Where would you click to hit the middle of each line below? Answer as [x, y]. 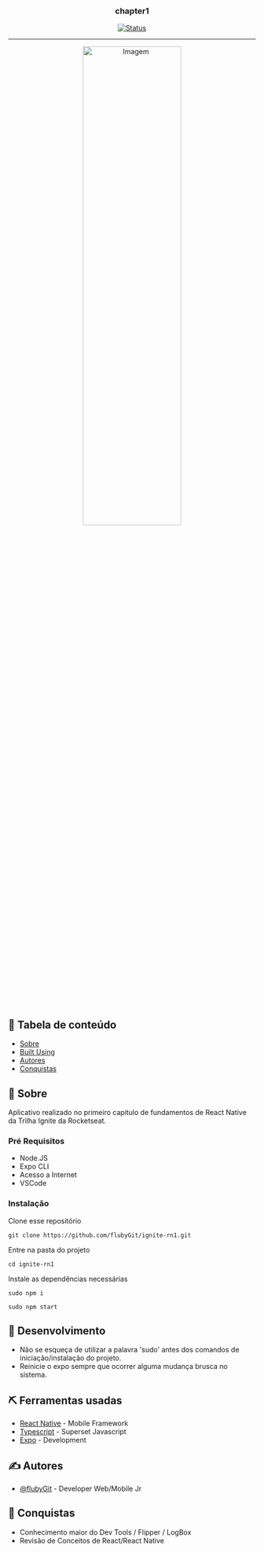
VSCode [33, 1183]
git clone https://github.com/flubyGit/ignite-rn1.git [100, 1235]
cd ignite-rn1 [31, 1264]
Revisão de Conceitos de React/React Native [92, 1540]
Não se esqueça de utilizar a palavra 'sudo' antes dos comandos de [129, 1350]
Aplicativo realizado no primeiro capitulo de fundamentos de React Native [128, 1112]
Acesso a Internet [48, 1175]
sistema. [33, 1375]
